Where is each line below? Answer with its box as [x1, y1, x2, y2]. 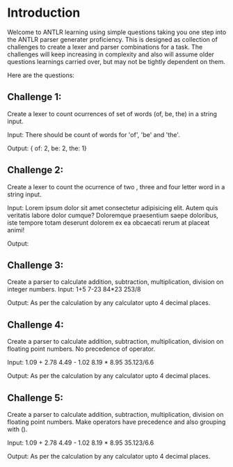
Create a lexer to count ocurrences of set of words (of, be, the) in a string [7, 109, 218, 118]
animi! [7, 225, 25, 234]
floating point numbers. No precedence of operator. [7, 345, 156, 353]
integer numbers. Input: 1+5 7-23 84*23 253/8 [7, 285, 141, 294]
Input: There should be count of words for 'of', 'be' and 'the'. [7, 130, 181, 138]
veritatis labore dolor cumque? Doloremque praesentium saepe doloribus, [7, 211, 219, 219]
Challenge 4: [7, 319, 64, 331]
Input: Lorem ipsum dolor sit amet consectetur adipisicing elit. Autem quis [7, 203, 218, 212]
